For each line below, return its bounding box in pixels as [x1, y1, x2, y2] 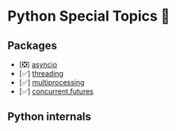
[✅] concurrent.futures [18, 87, 94, 96]
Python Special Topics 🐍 [7, 7, 170, 25]
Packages [7, 39, 57, 52]
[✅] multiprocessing [18, 78, 85, 87]
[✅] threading [18, 69, 64, 78]
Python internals [7, 110, 92, 124]
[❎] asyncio [18, 60, 58, 69]
